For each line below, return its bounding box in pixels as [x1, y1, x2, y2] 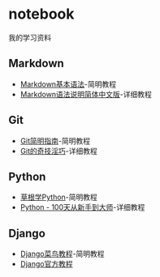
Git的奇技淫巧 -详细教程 [19, 146, 97, 156]
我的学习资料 [8, 32, 51, 42]
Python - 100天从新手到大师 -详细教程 [19, 202, 145, 212]
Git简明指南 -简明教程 [19, 135, 91, 146]
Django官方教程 [19, 259, 73, 269]
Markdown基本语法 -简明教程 [19, 79, 117, 89]
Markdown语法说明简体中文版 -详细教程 [19, 89, 153, 99]
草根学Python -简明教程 [19, 192, 97, 202]
